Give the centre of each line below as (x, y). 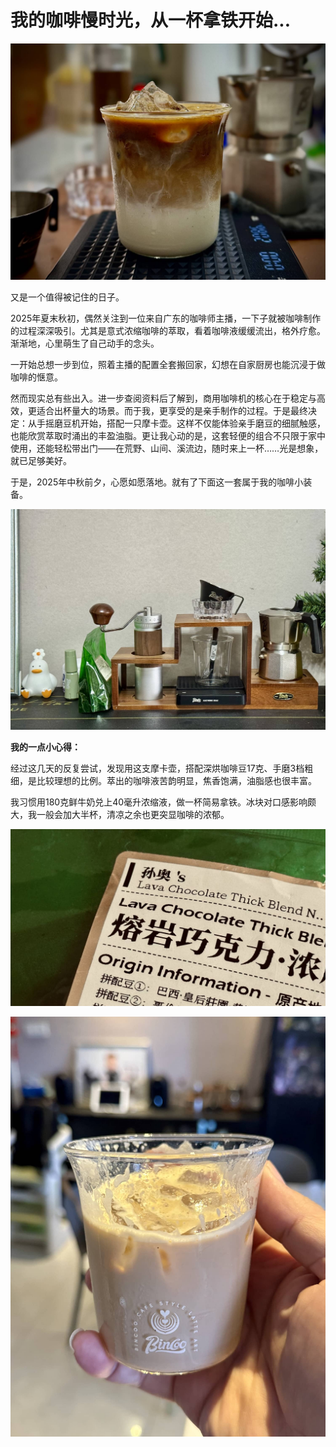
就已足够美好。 (41, 460)
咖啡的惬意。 (36, 377)
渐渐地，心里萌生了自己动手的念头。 (85, 343)
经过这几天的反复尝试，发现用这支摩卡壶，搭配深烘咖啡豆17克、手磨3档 (157, 768)
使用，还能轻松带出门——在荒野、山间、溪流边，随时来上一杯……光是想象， (167, 448)
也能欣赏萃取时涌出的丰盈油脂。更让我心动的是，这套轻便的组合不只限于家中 (168, 435)
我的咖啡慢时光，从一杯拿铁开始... (151, 20)
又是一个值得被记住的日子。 (67, 297)
